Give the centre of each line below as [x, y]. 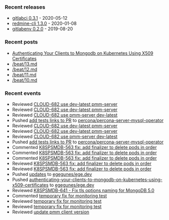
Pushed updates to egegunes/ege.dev [52, 174]
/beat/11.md [24, 75]
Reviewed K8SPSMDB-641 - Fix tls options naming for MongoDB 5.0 [83, 190]
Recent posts [22, 42]
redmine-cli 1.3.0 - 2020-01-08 [44, 23]
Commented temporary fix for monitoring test [59, 196]
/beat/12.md [25, 69]
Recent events [23, 93]
